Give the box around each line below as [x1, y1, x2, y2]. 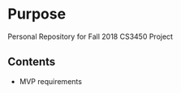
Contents [7, 55, 56, 69]
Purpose [7, 5, 67, 23]
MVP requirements [19, 76, 83, 86]
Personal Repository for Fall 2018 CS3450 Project [7, 32, 174, 41]
